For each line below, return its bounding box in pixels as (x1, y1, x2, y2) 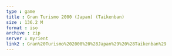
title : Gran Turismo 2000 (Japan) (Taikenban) (6, 14, 125, 20)
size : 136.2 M (6, 19, 43, 25)
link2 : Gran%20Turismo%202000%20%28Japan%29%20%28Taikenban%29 (6, 41, 167, 47)
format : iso (6, 24, 38, 31)
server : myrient (6, 36, 49, 41)
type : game (6, 8, 35, 15)
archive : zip (6, 30, 41, 36)
